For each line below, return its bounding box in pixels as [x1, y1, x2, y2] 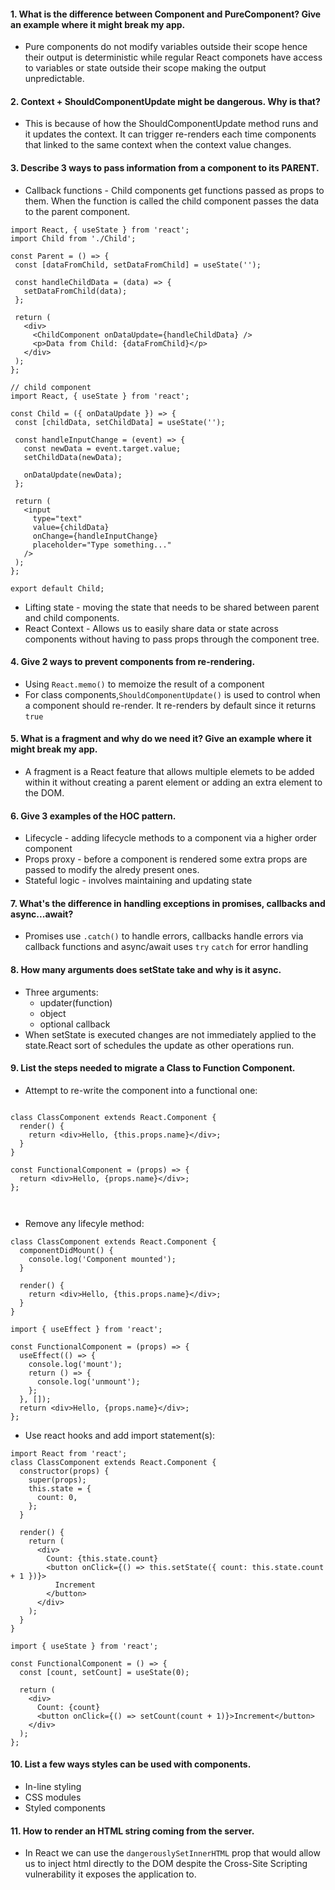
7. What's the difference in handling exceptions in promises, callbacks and [10, 897, 326, 909]
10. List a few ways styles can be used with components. [10, 1758, 252, 1770]
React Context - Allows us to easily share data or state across [24, 622, 279, 634]
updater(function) [39, 996, 113, 1009]
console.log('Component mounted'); [28, 1254, 177, 1264]
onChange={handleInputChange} [32, 531, 159, 541]
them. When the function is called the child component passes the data [24, 195, 320, 207]
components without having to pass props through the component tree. [24, 633, 320, 645]
